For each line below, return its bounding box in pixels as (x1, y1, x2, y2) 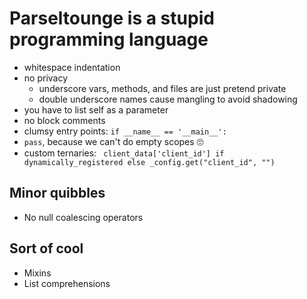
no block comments (23, 114, 106, 126)
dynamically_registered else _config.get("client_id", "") (23, 157, 276, 167)
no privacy (23, 72, 69, 84)
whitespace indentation (23, 61, 121, 73)
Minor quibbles (9, 185, 106, 202)
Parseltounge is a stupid (9, 7, 215, 30)
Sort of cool (9, 240, 84, 257)
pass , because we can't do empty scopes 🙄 (23, 135, 204, 147)
